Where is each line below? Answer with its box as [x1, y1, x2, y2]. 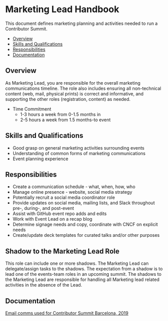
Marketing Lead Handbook [5, 4, 119, 15]
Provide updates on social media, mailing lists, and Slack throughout [12, 200, 155, 206]
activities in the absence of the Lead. [5, 282, 82, 288]
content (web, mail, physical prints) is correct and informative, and [5, 90, 144, 97]
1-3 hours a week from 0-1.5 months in [20, 111, 101, 117]
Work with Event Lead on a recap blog [12, 216, 93, 222]
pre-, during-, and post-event [12, 205, 74, 211]
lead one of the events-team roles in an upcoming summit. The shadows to [5, 271, 162, 277]
